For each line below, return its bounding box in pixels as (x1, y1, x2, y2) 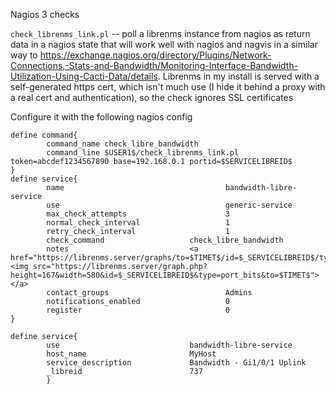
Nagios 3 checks (10, 9, 80, 20)
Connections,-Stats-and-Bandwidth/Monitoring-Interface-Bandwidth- (10, 60, 299, 71)
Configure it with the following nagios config (10, 111, 193, 123)
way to (10, 49, 38, 61)
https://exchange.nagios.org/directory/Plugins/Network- (39, 49, 272, 61)
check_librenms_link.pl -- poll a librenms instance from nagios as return (10, 28, 311, 39)
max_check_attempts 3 (46, 209, 230, 219)
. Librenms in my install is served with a (157, 70, 320, 82)
